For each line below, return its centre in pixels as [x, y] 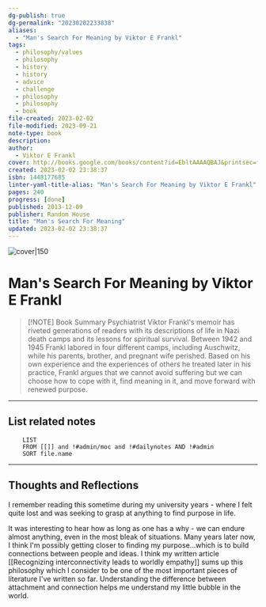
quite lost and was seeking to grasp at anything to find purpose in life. [122, 513]
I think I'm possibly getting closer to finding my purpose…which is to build [129, 545]
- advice [30, 82]
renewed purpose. [57, 389]
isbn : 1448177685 [37, 178]
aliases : [23, 30]
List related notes [52, 421]
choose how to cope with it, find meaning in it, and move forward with [141, 381]
